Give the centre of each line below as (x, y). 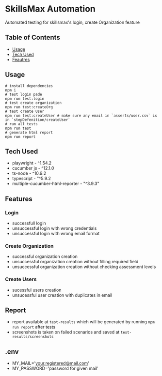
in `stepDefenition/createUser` (38, 120)
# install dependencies (29, 86)
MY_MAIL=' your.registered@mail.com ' (51, 363)
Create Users (21, 279)
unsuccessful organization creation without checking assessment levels (84, 267)
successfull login (29, 223)
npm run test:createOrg (29, 107)
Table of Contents (33, 38)
